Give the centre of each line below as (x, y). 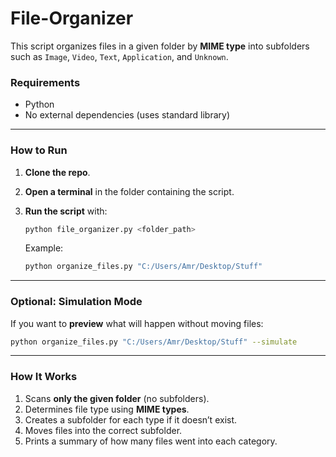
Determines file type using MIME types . (107, 409)
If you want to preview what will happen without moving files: (137, 323)
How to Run (39, 150)
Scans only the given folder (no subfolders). (117, 398)
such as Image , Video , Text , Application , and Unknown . (119, 56)
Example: (44, 248)
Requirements (45, 82)
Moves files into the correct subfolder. (103, 430)
